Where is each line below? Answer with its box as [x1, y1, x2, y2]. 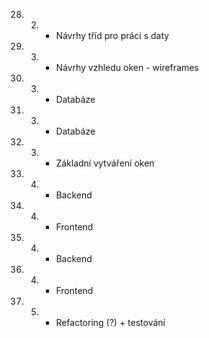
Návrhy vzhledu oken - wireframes [55, 62, 199, 73]
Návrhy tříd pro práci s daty [55, 30, 170, 41]
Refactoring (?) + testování [55, 317, 166, 328]
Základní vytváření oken [55, 157, 155, 169]
